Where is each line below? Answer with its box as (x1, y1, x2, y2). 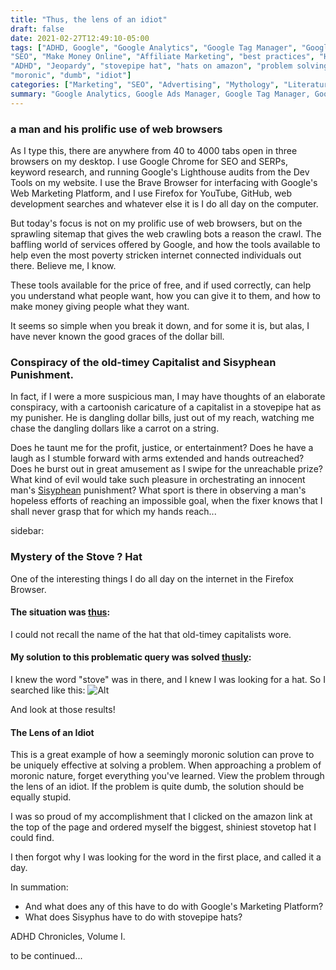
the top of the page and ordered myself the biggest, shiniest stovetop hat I (10, 821, 317, 833)
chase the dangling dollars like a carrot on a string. (10, 422, 220, 435)
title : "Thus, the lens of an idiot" (10, 14, 168, 25)
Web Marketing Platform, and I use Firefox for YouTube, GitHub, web (10, 187, 293, 199)
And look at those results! (10, 703, 116, 715)
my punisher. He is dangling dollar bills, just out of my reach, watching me (10, 412, 315, 424)
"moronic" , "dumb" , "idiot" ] (10, 71, 132, 81)
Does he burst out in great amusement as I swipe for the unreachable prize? (10, 463, 323, 475)
